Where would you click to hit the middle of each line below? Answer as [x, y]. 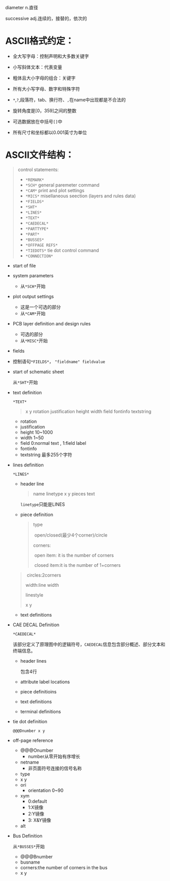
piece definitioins [39, 691]
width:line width [42, 585]
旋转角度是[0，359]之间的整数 [44, 110]
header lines [33, 661]
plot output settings [33, 296]
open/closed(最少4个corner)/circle [71, 535]
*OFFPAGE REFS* [41, 245]
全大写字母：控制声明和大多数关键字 [51, 56]
